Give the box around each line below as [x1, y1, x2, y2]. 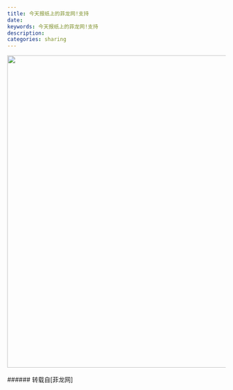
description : [7, 29, 45, 37]
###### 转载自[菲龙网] [7, 375, 74, 384]
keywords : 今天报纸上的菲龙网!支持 [7, 23, 98, 30]
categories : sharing [7, 36, 67, 43]
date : [7, 17, 23, 24]
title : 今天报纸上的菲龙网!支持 [7, 10, 89, 17]
